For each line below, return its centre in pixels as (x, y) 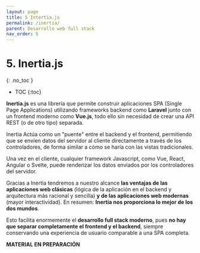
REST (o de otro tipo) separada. (45, 123)
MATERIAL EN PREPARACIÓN (43, 245)
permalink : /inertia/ (33, 23)
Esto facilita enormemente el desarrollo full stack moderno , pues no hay (96, 220)
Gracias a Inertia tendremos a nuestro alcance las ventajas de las (87, 183)
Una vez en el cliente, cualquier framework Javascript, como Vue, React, (96, 159)
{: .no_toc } (20, 80)
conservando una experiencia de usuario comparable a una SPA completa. (98, 233)
